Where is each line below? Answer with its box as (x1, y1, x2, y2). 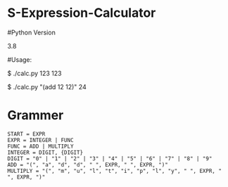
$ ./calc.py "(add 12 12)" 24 (7, 82, 87, 91)
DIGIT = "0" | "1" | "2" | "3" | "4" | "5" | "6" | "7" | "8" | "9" (7, 155, 213, 162)
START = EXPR (7, 130, 46, 138)
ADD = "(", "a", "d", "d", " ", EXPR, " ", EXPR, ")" (7, 161, 169, 168)
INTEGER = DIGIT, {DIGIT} (7, 149, 83, 156)
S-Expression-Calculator (7, 5, 156, 21)
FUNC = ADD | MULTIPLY (7, 143, 74, 150)
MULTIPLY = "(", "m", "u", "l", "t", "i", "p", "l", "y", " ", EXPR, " (7, 167, 222, 174)
